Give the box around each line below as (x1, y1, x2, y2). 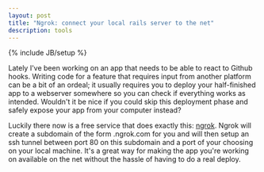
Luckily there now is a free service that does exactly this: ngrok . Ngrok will (8, 120, 252, 131)
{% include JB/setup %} (8, 48, 87, 58)
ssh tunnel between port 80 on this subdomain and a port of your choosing (8, 138, 254, 147)
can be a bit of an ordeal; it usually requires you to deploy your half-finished (8, 80, 256, 90)
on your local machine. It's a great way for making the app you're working (8, 146, 250, 155)
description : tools (8, 26, 73, 34)
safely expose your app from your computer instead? (8, 105, 182, 115)
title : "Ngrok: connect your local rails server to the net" (8, 19, 215, 27)
